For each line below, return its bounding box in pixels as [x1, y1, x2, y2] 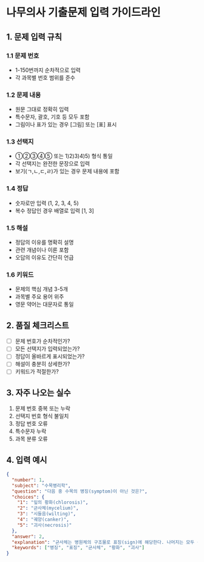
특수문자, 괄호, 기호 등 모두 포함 [15, 113, 90, 120]
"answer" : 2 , [12, 533, 45, 539]
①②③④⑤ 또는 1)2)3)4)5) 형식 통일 [15, 153, 113, 160]
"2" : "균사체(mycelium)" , [17, 505, 79, 512]
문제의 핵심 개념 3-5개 [15, 285, 69, 293]
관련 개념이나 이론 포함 [15, 246, 69, 254]
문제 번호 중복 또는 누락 [15, 405, 71, 412]
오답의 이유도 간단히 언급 [15, 254, 74, 262]
